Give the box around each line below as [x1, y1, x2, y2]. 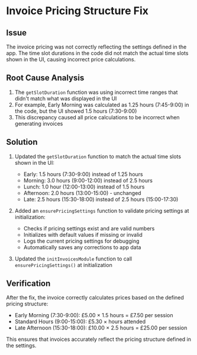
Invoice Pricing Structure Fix [6, 4, 149, 18]
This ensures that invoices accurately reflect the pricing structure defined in [6, 336, 191, 343]
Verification [6, 279, 51, 289]
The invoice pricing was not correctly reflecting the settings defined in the [6, 43, 187, 50]
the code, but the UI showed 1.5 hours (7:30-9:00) [14, 108, 137, 115]
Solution [6, 137, 38, 147]
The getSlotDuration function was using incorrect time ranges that [14, 89, 178, 96]
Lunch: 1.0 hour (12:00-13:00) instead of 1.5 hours [23, 183, 145, 190]
